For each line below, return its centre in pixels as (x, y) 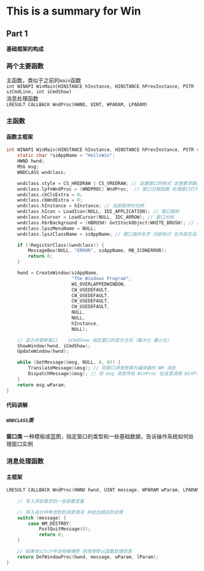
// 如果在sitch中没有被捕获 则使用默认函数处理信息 (75, 552)
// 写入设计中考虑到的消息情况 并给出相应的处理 (70, 512)
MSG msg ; (28, 167)
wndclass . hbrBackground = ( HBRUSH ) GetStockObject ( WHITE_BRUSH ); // (106, 222)
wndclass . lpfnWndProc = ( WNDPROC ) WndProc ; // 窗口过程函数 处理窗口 (104, 189)
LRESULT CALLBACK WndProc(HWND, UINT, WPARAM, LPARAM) (77, 105)
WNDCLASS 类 (20, 420)
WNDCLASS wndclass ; (42, 172)
